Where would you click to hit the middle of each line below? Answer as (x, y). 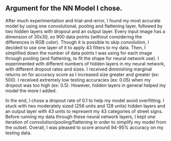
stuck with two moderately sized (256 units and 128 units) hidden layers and (86, 105)
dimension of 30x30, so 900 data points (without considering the (74, 37)
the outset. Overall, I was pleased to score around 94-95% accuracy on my (84, 127)
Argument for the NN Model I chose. (64, 8)
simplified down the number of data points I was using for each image (79, 53)
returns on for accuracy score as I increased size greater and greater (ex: (82, 74)
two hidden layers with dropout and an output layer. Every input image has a (85, 31)
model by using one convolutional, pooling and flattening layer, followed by (84, 26)
